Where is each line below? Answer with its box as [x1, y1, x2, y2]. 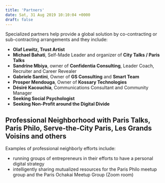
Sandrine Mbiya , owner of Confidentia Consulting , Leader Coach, [12, 63, 155, 69]
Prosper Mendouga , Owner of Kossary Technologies [12, 79, 127, 85]
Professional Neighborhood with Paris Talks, [5, 116, 151, 125]
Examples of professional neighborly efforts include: [5, 146, 116, 152]
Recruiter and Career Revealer [12, 68, 77, 74]
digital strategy [12, 161, 45, 167]
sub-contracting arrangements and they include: [5, 36, 108, 43]
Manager [12, 90, 32, 96]
